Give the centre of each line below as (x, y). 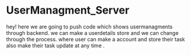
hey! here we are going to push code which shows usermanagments (89, 27)
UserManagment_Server (68, 10)
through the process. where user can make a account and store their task (96, 39)
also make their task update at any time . (56, 46)
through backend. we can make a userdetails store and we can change (93, 33)
